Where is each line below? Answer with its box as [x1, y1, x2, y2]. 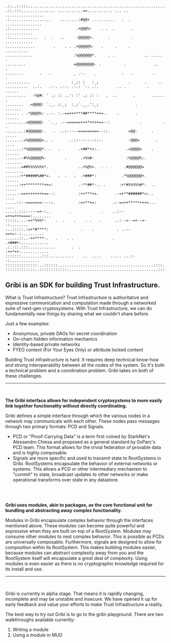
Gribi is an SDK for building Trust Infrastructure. [5, 281, 160, 290]
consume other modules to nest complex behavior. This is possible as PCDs [5, 533, 164, 539]
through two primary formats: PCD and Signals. [5, 423, 104, 429]
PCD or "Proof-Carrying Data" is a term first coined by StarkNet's [12, 433, 150, 440]
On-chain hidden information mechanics [12, 336, 98, 342]
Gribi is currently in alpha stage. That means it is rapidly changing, [5, 590, 144, 597]
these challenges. [5, 373, 43, 379]
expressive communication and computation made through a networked [5, 300, 157, 306]
